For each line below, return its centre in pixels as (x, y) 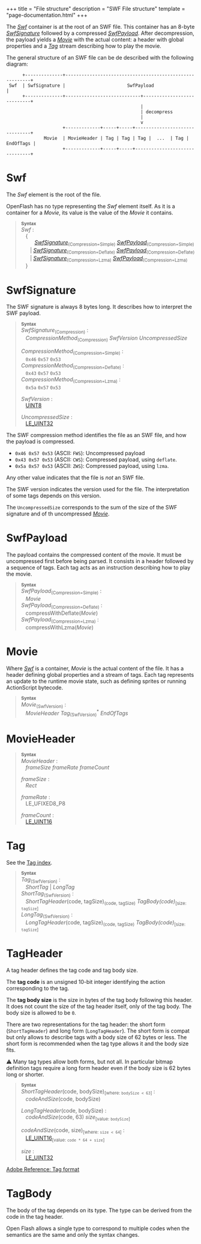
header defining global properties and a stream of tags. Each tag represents (100, 674)
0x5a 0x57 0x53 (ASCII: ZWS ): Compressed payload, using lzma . (92, 466)
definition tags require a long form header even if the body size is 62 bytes (98, 1068)
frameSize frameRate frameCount (67, 767)
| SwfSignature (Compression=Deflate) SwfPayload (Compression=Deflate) (112, 251)
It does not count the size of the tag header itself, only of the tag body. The (99, 1006)
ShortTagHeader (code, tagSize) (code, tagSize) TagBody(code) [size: (106, 902)
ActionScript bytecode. (35, 687)
